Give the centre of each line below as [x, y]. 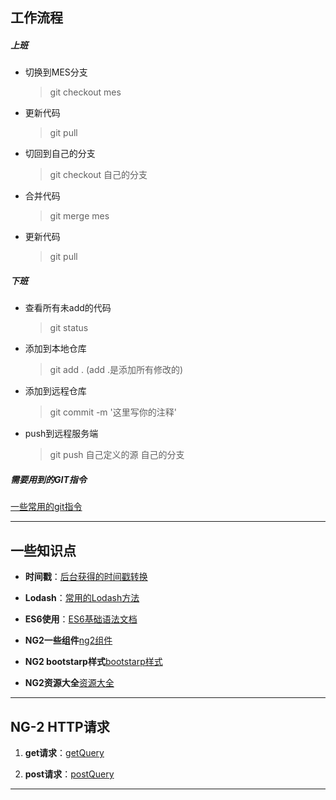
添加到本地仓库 [55, 349]
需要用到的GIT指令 [48, 479]
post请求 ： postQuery [69, 774]
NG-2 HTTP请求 [60, 726]
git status [69, 328]
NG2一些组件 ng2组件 [68, 640]
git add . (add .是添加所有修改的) [116, 370]
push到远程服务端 [61, 434]
